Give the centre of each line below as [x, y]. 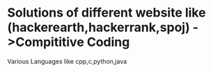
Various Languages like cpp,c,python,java [67, 61]
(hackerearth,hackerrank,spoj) [98, 27]
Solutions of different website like [107, 13]
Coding [108, 42]
